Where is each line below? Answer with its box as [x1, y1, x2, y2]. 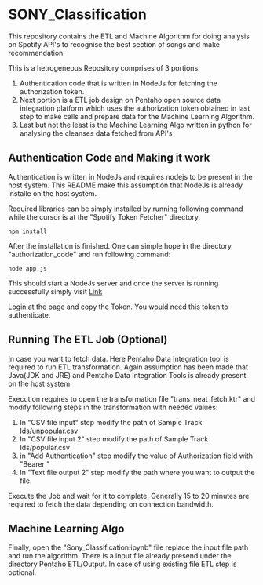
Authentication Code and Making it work [8, 151, 210, 165]
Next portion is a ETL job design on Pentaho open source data [19, 95, 221, 104]
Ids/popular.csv [19, 442, 71, 452]
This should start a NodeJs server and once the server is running [8, 278, 219, 288]
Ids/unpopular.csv [19, 426, 79, 435]
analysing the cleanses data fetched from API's [19, 128, 173, 138]
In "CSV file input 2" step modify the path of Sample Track [19, 434, 209, 444]
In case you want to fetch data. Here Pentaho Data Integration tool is [8, 354, 229, 363]
